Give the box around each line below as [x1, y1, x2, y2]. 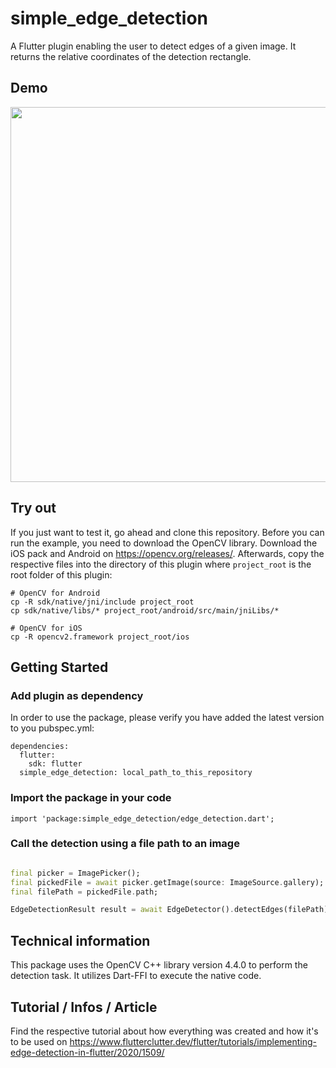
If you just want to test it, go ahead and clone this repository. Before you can [10, 526, 325, 538]
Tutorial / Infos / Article [10, 998, 158, 1016]
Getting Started [10, 658, 109, 676]
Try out [10, 500, 57, 517]
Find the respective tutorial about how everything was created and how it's [10, 1025, 319, 1037]
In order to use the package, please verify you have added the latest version [10, 712, 325, 724]
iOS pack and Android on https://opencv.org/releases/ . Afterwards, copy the [10, 547, 325, 559]
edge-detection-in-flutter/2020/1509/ [10, 1046, 165, 1058]
